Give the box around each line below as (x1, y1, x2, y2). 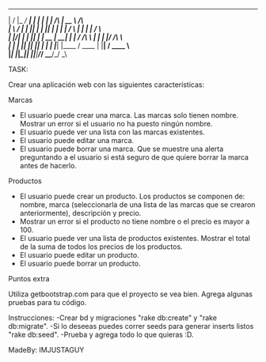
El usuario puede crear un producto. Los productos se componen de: (19, 191, 245, 201)
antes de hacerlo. (19, 161, 78, 170)
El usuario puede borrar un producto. (19, 258, 141, 268)
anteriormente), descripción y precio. (19, 209, 142, 217)
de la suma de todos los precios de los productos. (19, 242, 184, 251)
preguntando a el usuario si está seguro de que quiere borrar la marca (19, 153, 249, 162)
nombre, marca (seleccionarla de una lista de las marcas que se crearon (19, 200, 256, 209)
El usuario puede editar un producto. (19, 251, 140, 259)
